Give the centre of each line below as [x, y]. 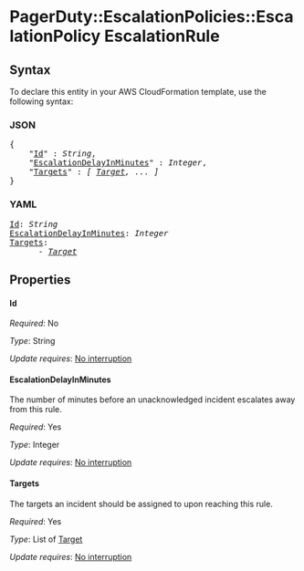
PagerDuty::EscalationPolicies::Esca [152, 17]
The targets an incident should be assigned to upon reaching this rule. [142, 504]
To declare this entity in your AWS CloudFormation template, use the [138, 92]
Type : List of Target [46, 539]
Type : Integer [35, 445]
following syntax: [42, 101]
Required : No [34, 323]
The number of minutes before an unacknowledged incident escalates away [152, 400]
